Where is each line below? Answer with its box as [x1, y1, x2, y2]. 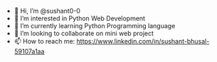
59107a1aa [14, 47, 45, 56]
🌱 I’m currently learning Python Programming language [14, 22, 176, 30]
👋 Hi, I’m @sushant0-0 [14, 7, 80, 15]
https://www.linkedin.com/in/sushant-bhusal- [76, 37, 210, 45]
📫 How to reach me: [14, 37, 75, 45]
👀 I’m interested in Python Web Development [14, 14, 146, 23]
